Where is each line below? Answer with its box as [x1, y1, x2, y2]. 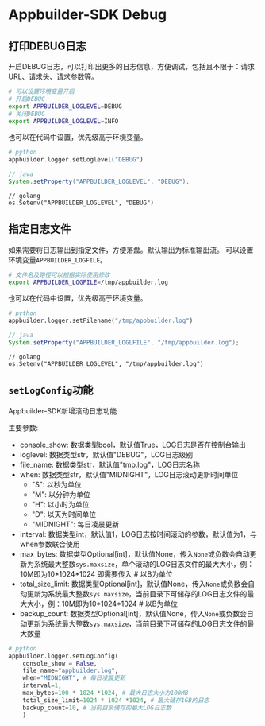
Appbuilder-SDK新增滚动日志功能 [8, 406, 117, 415]
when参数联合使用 [19, 539, 80, 549]
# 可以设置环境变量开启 [8, 87, 75, 95]
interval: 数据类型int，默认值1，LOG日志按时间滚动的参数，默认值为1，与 [19, 529, 257, 538]
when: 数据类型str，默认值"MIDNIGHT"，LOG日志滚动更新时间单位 [19, 469, 239, 479]
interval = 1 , [22, 681, 62, 689]
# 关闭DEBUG [8, 110, 45, 118]
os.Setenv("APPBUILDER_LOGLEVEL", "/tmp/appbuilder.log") [8, 359, 204, 367]
